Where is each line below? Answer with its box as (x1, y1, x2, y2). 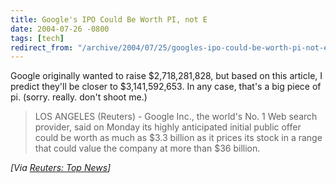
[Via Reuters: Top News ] (10, 162, 112, 174)
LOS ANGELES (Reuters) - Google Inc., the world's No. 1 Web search (34, 111, 318, 123)
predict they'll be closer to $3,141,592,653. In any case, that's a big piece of (10, 81, 322, 93)
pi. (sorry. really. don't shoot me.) (10, 91, 148, 103)
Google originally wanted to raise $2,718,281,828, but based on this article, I (10, 70, 323, 82)
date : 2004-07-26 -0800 (10, 24, 110, 34)
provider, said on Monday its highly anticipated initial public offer (34, 121, 302, 133)
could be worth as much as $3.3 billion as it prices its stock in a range (34, 132, 323, 144)
